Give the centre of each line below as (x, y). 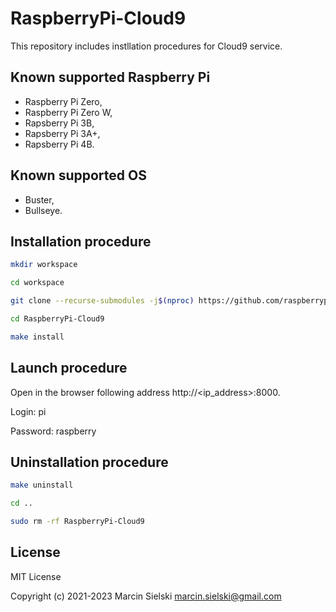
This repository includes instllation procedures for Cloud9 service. (146, 46)
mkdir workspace (44, 265)
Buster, (39, 199)
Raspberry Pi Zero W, (68, 112)
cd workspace (37, 283)
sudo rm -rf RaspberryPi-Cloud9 (77, 522)
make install (37, 337)
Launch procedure (69, 368)
